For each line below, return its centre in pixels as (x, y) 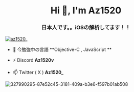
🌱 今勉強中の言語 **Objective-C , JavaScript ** (62, 50)
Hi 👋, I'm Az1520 (86, 11)
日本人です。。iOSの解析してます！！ (86, 28)
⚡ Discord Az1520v (33, 60)
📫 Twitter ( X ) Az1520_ (38, 72)
